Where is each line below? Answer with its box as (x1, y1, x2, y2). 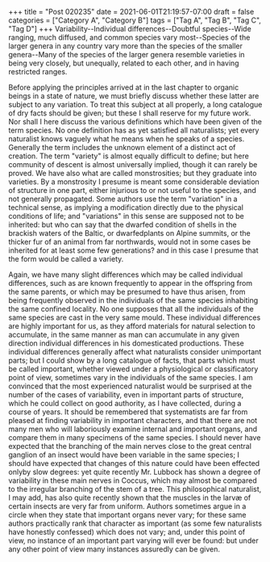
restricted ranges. (8, 67, 68, 76)
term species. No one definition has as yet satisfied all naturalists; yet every (8, 125, 260, 135)
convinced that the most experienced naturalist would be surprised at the (8, 381, 252, 391)
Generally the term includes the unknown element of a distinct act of (8, 143, 236, 152)
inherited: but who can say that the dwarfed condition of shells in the (8, 220, 237, 229)
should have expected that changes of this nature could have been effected (8, 459, 260, 468)
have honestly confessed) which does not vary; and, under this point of (8, 527, 246, 536)
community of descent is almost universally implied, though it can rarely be (8, 160, 258, 169)
